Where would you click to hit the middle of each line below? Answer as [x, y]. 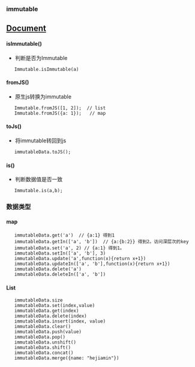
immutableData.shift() [42, 348]
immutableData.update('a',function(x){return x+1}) [80, 259]
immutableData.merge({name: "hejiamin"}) [67, 358]
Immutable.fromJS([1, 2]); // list [60, 108]
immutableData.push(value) [48, 332]
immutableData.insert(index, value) [60, 321]
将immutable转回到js [40, 141]
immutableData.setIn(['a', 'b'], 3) [60, 253]
